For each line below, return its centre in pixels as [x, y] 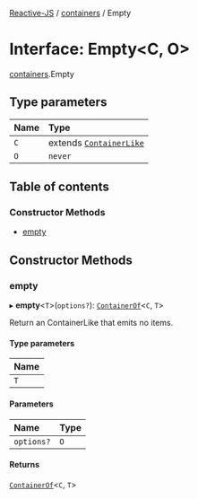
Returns [25, 465]
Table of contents [59, 187]
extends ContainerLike [96, 143]
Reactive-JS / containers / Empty [70, 13]
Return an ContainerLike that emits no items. [91, 323]
